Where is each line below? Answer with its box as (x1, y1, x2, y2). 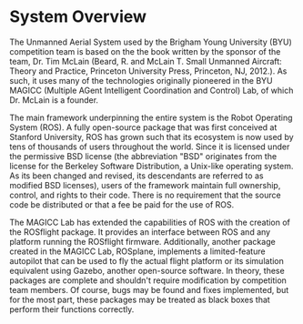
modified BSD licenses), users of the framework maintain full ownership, (9, 179, 281, 190)
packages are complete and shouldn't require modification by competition (9, 275, 287, 286)
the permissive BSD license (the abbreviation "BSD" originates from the (9, 150, 278, 161)
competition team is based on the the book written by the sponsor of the (9, 46, 281, 56)
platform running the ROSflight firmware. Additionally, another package (9, 236, 276, 247)
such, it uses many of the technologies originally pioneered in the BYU (9, 75, 273, 86)
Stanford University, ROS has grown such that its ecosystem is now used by (9, 131, 294, 142)
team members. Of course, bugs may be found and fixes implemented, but (9, 284, 289, 295)
